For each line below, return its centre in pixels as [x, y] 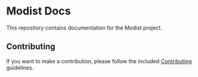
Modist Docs [39, 11]
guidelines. [20, 67]
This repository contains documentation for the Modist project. [84, 28]
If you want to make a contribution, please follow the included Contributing [99, 61]
